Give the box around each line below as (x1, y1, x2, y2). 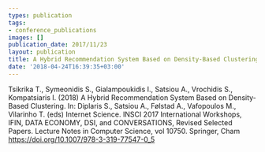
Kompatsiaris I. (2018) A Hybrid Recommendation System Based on (8, 92, 227, 102)
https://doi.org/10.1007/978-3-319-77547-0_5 (8, 135, 155, 144)
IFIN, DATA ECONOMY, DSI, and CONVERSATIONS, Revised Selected (8, 117, 233, 127)
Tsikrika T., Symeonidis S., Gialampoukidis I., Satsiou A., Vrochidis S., (8, 84, 233, 94)
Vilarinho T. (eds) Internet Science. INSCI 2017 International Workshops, (8, 109, 242, 119)
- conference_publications (8, 26, 97, 34)
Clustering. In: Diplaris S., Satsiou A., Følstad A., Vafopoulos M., (30, 101, 237, 110)
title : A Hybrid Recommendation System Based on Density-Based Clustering (8, 56, 259, 64)
